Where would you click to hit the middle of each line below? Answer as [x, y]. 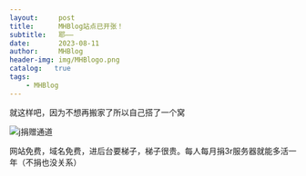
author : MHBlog [46, 52]
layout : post [42, 18]
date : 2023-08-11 [55, 43]
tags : [20, 77]
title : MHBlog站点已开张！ [67, 26]
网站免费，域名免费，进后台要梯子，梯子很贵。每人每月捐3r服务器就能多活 [149, 151]
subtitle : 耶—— [42, 34]
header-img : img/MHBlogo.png [65, 60]
